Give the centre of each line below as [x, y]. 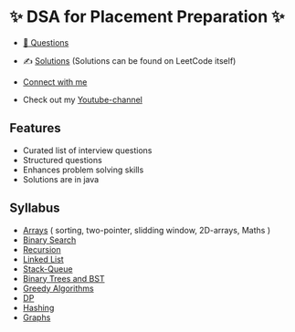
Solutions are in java [61, 179]
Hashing [38, 307]
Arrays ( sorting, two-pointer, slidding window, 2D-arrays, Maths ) [147, 230]
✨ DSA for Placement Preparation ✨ [147, 17]
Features [35, 128]
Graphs [37, 317]
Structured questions [62, 160]
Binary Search [49, 240]
